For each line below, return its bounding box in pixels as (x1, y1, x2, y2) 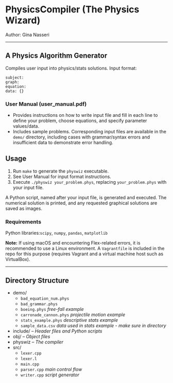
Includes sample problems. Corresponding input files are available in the (12, 129, 166, 135)
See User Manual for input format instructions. (12, 173, 112, 180)
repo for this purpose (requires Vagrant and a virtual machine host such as (5, 251, 164, 257)
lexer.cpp (20, 351, 42, 356)
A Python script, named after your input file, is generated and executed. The (5, 194, 167, 200)
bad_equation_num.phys (20, 296, 70, 301)
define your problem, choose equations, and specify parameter (12, 117, 147, 124)
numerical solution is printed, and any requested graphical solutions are (5, 200, 158, 206)
